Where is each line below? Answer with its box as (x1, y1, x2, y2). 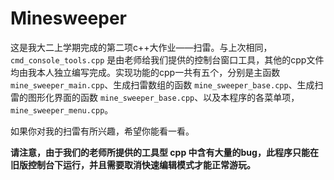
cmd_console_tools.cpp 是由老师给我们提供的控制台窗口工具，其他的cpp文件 (10, 53, 325, 66)
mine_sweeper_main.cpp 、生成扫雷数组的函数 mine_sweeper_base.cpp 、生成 (10, 78, 315, 91)
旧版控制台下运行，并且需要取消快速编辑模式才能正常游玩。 (10, 158, 256, 171)
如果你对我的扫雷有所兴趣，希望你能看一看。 (10, 125, 195, 137)
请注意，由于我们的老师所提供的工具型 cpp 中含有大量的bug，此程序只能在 (10, 146, 319, 158)
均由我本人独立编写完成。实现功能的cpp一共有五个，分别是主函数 (10, 66, 281, 78)
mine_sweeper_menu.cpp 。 (10, 103, 114, 116)
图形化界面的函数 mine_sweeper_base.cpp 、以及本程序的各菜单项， (27, 91, 300, 103)
